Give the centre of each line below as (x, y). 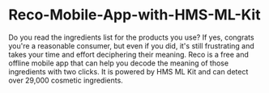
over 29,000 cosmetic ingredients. (66, 80)
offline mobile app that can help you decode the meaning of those (119, 63)
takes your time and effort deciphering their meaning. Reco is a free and (129, 54)
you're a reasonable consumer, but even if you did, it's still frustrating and (132, 45)
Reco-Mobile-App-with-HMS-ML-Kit (134, 15)
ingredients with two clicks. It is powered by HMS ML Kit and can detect (128, 71)
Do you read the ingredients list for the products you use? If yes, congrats (131, 37)
